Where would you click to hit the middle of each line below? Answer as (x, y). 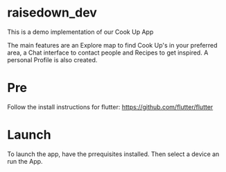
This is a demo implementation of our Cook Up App (80, 32)
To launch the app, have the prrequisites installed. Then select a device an (113, 154)
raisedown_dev (52, 13)
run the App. (25, 161)
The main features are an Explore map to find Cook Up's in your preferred (112, 45)
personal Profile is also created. (52, 59)
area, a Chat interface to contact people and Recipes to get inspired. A (108, 52)
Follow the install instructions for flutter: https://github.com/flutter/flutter (110, 107)
